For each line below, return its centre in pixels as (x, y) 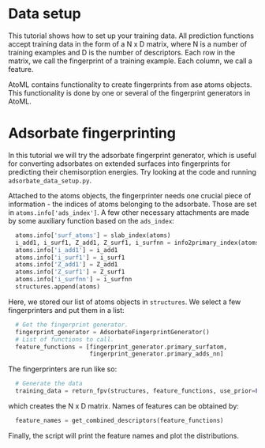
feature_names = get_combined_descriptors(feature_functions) (119, 420)
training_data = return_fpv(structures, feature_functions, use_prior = (136, 391)
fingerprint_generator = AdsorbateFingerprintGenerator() (113, 332)
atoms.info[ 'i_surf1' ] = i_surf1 (70, 258)
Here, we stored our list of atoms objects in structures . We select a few (125, 302)
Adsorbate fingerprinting (92, 133)
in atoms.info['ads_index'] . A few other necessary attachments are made (129, 212)
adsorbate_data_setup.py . (50, 180)
